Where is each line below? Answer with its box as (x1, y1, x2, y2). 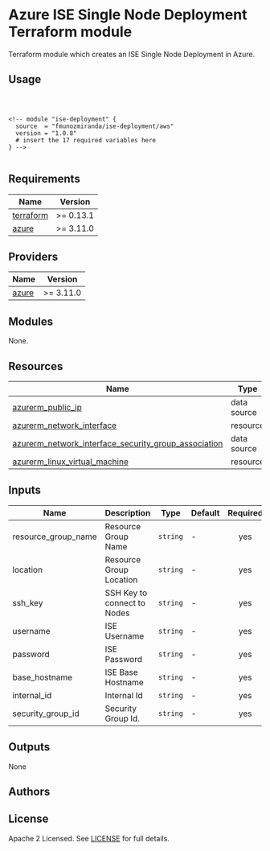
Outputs (8, 740, 51, 754)
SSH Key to (104, 587, 147, 598)
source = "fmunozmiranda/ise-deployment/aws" (15, 122, 174, 130)
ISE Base (104, 666, 138, 677)
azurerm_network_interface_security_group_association (12, 438, 223, 449)
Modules (8, 314, 54, 328)
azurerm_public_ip (12, 402, 82, 413)
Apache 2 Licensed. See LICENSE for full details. (8, 833, 170, 843)
